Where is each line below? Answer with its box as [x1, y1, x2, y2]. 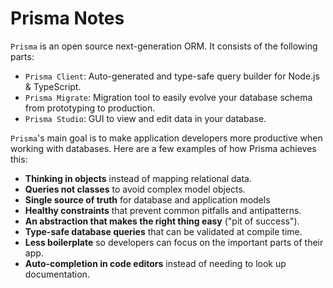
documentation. [24, 268, 90, 280]
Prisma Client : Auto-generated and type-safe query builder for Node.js [24, 70, 320, 82]
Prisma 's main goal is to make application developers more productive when [10, 132, 323, 144]
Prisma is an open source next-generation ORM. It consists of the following [10, 40, 318, 52]
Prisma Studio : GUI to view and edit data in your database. [24, 112, 267, 124]
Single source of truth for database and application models [24, 193, 271, 206]
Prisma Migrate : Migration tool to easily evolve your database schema [24, 91, 313, 103]
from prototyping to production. [24, 102, 156, 114]
